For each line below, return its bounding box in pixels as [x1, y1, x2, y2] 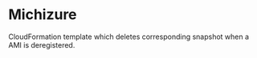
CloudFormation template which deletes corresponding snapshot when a [8, 32, 250, 41]
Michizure [8, 6, 78, 24]
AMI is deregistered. [8, 40, 75, 49]
